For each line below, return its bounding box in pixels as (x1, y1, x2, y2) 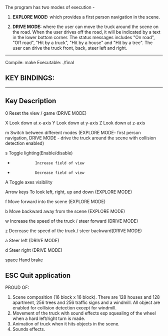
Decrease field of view (34, 170, 84, 175)
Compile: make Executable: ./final (5, 60, 74, 65)
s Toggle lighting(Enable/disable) (5, 150, 73, 156)
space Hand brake (5, 257, 43, 263)
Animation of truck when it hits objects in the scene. (12, 321, 120, 327)
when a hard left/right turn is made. (12, 315, 85, 321)
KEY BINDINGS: (5, 74, 55, 82)
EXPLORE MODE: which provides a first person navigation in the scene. (12, 14, 160, 20)
